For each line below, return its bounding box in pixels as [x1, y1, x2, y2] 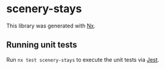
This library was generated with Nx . [6, 22, 96, 29]
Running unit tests [6, 40, 77, 50]
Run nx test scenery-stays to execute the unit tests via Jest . [6, 56, 160, 63]
